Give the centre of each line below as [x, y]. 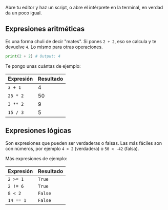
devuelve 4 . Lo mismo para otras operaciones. [54, 47]
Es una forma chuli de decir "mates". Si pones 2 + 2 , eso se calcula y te [81, 41]
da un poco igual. [24, 13]
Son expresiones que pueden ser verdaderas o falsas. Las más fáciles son [84, 143]
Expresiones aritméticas [45, 29]
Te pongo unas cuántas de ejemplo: [43, 66]
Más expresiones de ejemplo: [36, 158]
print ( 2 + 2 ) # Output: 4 [33, 56]
